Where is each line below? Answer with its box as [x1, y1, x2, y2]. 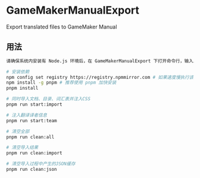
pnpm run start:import [6, 101, 62, 107]
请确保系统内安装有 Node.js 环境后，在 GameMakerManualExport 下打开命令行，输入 [6, 58, 193, 64]
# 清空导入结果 [6, 145, 39, 151]
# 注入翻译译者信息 [6, 112, 48, 118]
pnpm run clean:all [6, 134, 55, 140]
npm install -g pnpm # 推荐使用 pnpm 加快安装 [6, 80, 117, 86]
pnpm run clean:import [6, 150, 62, 156]
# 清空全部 [6, 128, 30, 134]
